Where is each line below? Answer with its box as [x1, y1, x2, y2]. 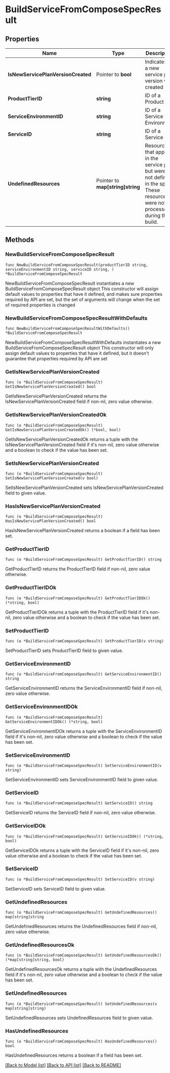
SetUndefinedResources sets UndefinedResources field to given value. [5, 1015, 153, 1021]
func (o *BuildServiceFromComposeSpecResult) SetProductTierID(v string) [5, 639, 164, 644]
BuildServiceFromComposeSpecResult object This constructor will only [5, 345, 154, 351]
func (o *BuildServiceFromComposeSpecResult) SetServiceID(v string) [5, 877, 155, 882]
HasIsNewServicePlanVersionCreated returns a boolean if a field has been [5, 528, 160, 534]
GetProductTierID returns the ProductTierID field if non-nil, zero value [5, 566, 150, 572]
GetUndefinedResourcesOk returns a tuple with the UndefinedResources [5, 966, 157, 972]
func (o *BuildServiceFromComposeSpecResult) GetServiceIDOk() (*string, [5, 834, 164, 839]
